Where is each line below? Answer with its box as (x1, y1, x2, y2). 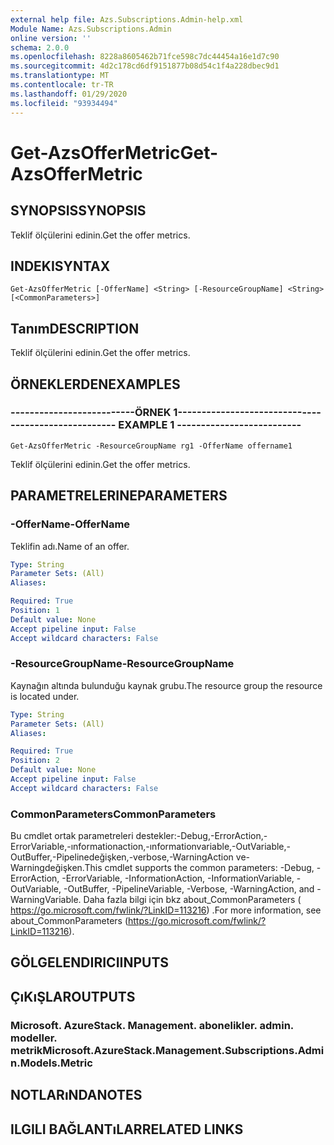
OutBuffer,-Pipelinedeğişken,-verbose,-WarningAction (10, 851, 234, 863)
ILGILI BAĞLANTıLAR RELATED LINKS (10, 1121, 244, 1138)
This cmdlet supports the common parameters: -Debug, (84, 862, 315, 874)
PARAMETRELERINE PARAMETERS (10, 487, 228, 505)
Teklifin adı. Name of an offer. (10, 540, 130, 552)
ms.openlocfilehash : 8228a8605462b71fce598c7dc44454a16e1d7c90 (10, 52, 280, 62)
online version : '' (10, 33, 92, 43)
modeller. (10, 1031, 58, 1045)
